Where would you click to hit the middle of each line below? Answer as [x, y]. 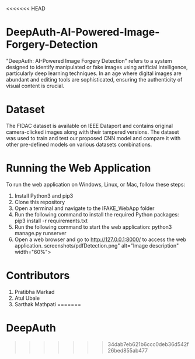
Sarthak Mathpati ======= [48, 304]
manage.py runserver [40, 233]
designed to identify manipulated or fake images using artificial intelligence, [97, 67]
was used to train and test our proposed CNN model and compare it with [93, 138]
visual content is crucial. [35, 86]
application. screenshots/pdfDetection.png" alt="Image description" [97, 245]
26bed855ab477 [128, 350]
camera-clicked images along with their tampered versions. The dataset [93, 132]
